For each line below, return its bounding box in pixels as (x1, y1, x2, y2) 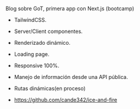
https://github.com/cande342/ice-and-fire (14, 97, 118, 103)
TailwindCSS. (14, 16, 47, 23)
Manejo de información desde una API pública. (14, 74, 128, 80)
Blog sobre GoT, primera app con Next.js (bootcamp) (5, 5, 134, 12)
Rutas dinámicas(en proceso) (14, 85, 86, 92)
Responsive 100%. (14, 62, 60, 69)
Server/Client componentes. (14, 28, 83, 35)
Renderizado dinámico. (14, 39, 71, 46)
